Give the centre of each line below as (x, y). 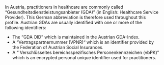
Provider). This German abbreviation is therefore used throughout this (76, 17)
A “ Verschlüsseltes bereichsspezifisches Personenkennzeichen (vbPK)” (86, 52)
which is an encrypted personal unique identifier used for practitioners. (84, 57)
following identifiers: (26, 28)
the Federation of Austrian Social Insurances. (58, 47)
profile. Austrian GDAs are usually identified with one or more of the (74, 22)
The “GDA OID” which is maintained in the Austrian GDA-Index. (76, 37)
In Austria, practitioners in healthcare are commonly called (64, 7)
